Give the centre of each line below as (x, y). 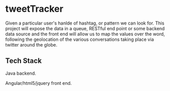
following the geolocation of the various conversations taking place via (80, 39)
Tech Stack (23, 61)
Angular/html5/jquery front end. (39, 83)
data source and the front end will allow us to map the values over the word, (85, 34)
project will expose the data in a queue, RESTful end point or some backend (85, 28)
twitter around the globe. (31, 44)
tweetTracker (34, 9)
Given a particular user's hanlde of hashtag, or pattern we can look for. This (85, 23)
